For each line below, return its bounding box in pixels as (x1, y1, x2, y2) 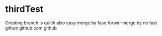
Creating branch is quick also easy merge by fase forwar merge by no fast (5, 20, 158, 26)
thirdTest (5, 3, 44, 15)
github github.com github (5, 25, 57, 31)
